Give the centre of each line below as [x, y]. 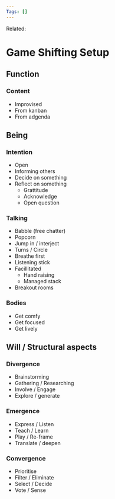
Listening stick [32, 263]
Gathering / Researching [44, 383]
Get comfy [27, 316]
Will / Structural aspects [52, 347]
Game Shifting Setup [58, 52]
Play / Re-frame [34, 437]
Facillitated [28, 269]
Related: [16, 28]
